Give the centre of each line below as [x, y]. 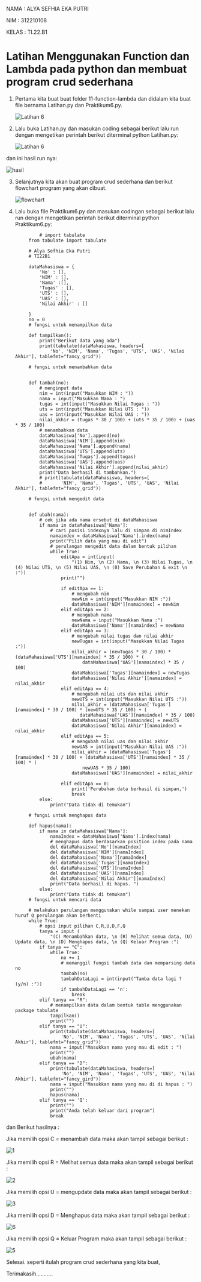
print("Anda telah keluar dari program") [103, 1111]
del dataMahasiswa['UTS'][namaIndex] [97, 868]
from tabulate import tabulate [67, 240]
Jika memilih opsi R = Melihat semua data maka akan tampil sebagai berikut [100, 1162]
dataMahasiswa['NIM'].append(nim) [82, 441]
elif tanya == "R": [64, 1000]
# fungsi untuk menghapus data [67, 815]
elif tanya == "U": [64, 1026]
